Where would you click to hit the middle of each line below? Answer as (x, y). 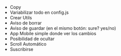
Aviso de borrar (26, 23)
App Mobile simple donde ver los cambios (53, 33)
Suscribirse (22, 49)
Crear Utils (21, 18)
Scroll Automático (28, 44)
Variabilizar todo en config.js (39, 12)
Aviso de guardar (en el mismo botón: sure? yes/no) (63, 28)
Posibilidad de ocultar (32, 39)
